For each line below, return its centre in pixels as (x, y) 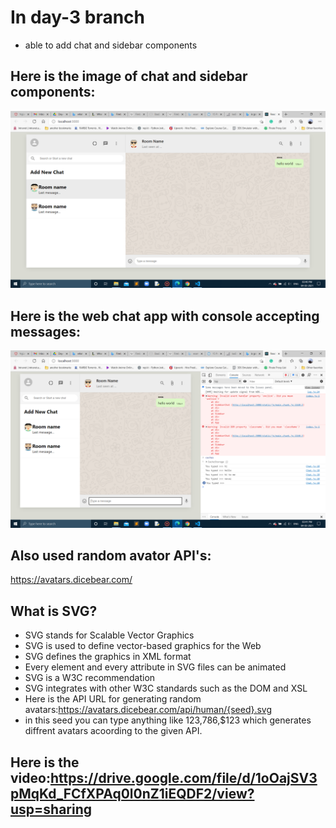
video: (30, 777)
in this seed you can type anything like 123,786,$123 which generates (168, 720)
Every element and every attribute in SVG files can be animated (155, 667)
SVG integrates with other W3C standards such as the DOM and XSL (166, 688)
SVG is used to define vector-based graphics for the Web (143, 646)
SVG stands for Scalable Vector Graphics (109, 635)
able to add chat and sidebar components (111, 45)
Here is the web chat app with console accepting (165, 316)
